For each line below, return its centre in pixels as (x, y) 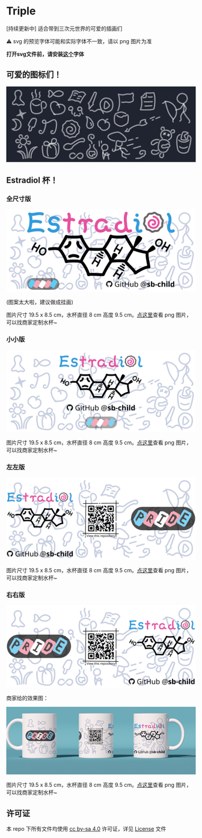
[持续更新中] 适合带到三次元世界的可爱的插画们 (64, 28)
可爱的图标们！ (34, 75)
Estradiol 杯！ (32, 181)
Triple (21, 11)
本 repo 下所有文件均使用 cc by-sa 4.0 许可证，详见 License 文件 (86, 829)
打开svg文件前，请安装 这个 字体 (45, 54)
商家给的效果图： (27, 698)
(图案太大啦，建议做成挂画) (40, 302)
